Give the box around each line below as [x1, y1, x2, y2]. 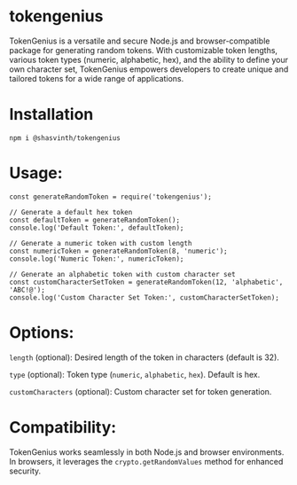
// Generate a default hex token [9, 207, 133, 216]
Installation [9, 105, 94, 125]
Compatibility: [9, 417, 117, 437]
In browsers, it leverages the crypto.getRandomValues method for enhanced [9, 456, 284, 466]
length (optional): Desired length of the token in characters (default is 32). [9, 352, 279, 363]
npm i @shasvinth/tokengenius [9, 133, 121, 143]
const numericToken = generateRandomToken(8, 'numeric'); [9, 246, 228, 255]
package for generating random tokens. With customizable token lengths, [9, 44, 277, 55]
